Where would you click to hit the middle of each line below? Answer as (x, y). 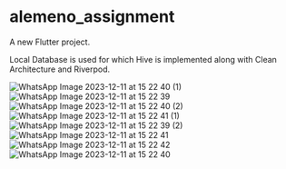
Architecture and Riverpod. (60, 69)
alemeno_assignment (92, 17)
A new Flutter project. (50, 42)
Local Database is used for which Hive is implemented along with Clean (143, 59)
